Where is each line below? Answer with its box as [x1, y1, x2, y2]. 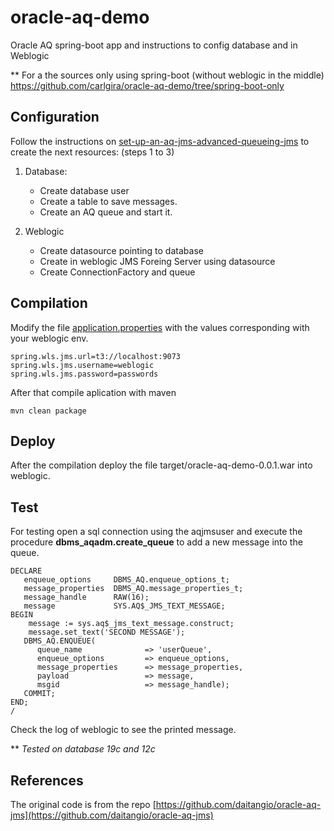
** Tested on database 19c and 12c [10, 743, 156, 755]
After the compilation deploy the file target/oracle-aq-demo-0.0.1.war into [10, 459, 313, 471]
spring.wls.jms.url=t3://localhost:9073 [10, 351, 182, 361]
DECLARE [10, 566, 43, 576]
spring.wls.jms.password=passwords [10, 369, 159, 379]
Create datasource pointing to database [39, 244, 204, 256]
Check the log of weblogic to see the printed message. [10, 724, 237, 736]
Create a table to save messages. [39, 195, 178, 207]
